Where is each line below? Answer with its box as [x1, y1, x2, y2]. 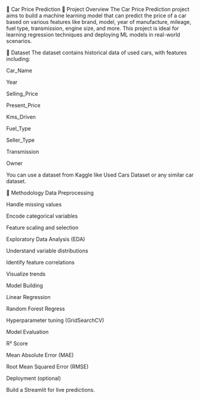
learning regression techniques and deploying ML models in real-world [6, 31, 180, 38]
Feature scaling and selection [6, 224, 79, 231]
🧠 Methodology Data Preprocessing [6, 189, 94, 196]
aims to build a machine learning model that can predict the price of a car [6, 12, 187, 19]
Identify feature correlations [6, 259, 75, 266]
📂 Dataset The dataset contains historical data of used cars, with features [6, 49, 187, 56]
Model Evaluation [6, 328, 49, 335]
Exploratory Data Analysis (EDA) [6, 236, 85, 242]
